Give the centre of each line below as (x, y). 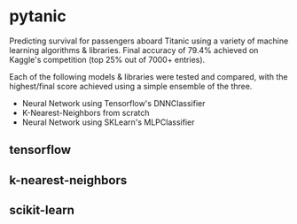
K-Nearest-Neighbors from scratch (86, 112)
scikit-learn (42, 210)
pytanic (38, 16)
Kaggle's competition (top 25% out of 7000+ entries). (107, 59)
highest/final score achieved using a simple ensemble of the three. (131, 86)
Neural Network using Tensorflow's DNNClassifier (113, 103)
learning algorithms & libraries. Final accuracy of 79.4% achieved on (134, 50)
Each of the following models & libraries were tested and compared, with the (148, 76)
